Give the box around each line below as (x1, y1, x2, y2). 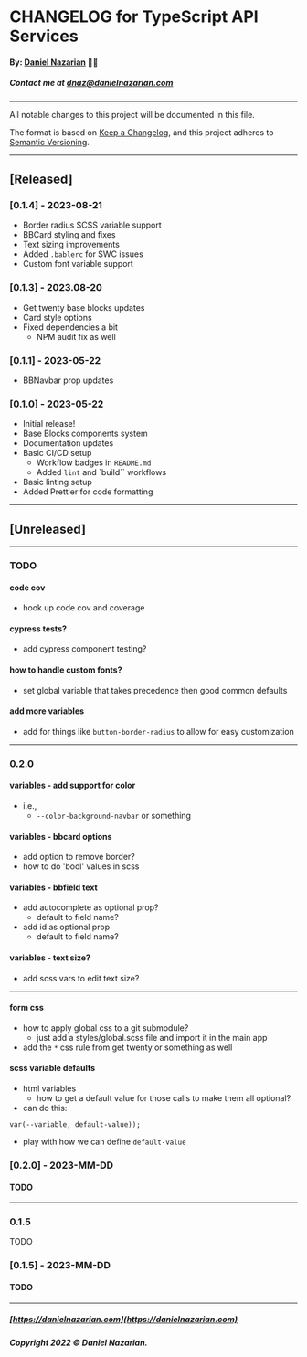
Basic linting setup (22, 477, 93, 488)
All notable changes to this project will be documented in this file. (9, 109, 256, 120)
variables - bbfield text (9, 882, 98, 893)
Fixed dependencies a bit (22, 322, 119, 333)
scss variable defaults (9, 1063, 96, 1074)
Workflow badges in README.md (36, 457, 152, 468)
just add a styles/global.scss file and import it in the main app (36, 1032, 268, 1043)
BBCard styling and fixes (22, 229, 116, 240)
